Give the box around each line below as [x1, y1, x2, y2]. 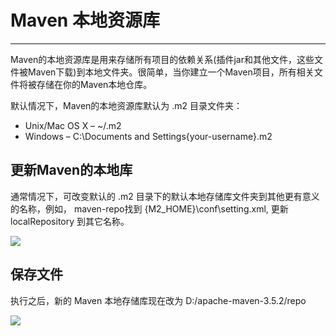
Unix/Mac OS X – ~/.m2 [24, 119, 122, 131]
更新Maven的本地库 [10, 162, 133, 179]
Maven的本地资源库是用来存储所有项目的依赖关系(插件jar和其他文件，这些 [10, 53, 315, 65]
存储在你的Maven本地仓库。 [36, 78, 153, 90]
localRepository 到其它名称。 [10, 215, 130, 227]
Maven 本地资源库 [10, 9, 160, 32]
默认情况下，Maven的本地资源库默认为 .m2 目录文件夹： [10, 99, 243, 111]
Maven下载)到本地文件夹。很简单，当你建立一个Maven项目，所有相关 [27, 66, 315, 78]
